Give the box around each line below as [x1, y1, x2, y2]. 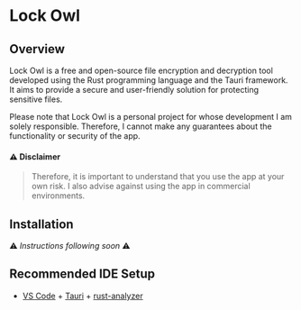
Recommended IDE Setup [9, 267, 156, 282]
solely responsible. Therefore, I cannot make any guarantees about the [9, 121, 272, 132]
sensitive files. [9, 94, 63, 105]
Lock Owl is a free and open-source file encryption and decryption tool [9, 65, 273, 76]
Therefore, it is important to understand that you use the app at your [31, 171, 285, 182]
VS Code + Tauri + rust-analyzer [22, 290, 143, 301]
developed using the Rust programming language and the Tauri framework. [9, 75, 288, 86]
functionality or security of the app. [9, 131, 141, 141]
